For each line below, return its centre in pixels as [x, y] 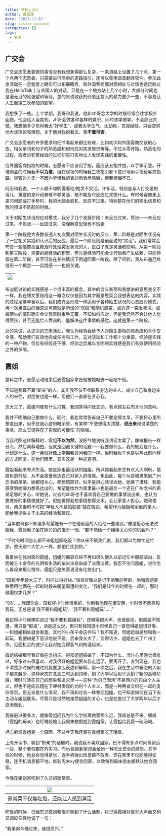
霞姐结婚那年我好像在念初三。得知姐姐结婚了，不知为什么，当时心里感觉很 [81, 655]
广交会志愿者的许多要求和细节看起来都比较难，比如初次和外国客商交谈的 [79, 142]
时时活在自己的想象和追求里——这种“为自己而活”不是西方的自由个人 [87, 680]
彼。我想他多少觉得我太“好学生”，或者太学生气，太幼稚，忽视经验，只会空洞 [83, 126]
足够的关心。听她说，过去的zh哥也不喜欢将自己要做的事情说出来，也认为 [83, 494]
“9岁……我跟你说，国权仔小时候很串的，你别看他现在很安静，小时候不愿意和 [83, 603]
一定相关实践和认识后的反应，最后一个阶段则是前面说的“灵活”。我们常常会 [85, 240]
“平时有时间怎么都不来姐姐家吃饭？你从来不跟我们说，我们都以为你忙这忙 [80, 540]
